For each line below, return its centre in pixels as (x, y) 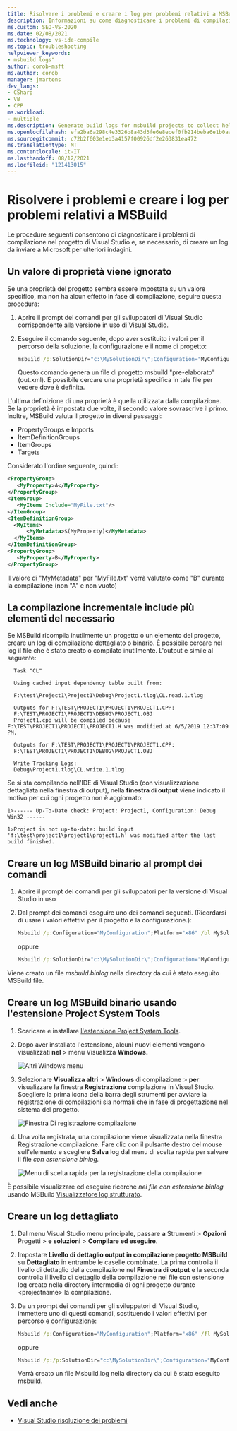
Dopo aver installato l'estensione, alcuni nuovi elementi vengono (111, 1044)
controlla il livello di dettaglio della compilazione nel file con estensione (121, 1277)
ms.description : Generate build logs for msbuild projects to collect (113, 125)
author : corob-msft (36, 66)
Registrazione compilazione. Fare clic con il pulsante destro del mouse (120, 1144)
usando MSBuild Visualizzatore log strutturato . (75, 1194)
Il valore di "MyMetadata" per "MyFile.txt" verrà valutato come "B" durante (116, 578)
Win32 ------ (26, 817)
